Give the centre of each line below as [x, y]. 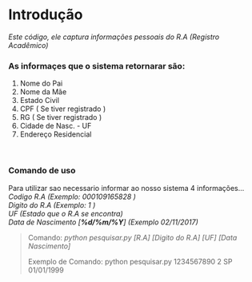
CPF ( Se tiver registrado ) [63, 109]
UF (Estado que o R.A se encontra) [66, 213]
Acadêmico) [28, 45]
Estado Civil [40, 101]
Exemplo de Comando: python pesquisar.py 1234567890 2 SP [130, 261]
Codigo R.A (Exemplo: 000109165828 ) [72, 197]
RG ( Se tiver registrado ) [61, 117]
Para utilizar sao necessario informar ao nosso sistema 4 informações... [126, 188]
